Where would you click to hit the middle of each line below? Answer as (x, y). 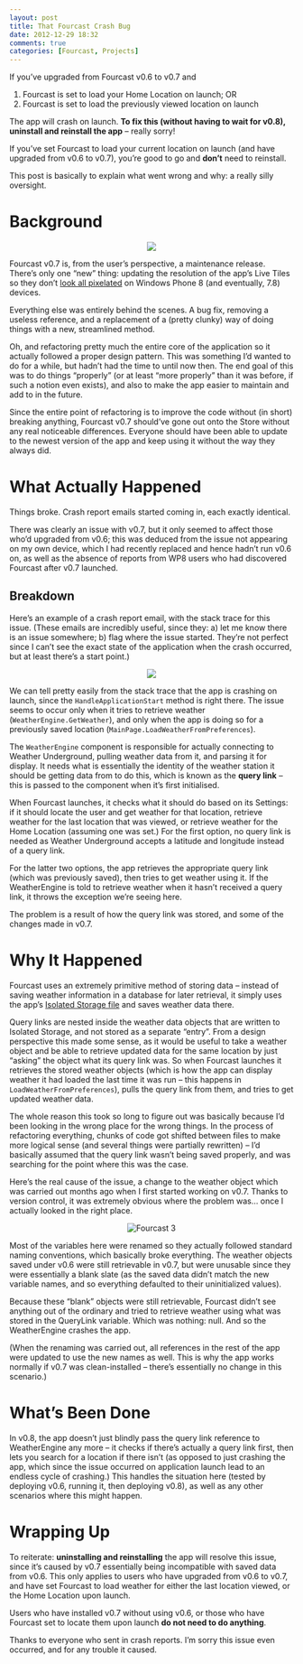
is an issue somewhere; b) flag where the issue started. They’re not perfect (149, 637)
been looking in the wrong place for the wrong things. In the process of (142, 1126)
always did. (31, 451)
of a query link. (37, 851)
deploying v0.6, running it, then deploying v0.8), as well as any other (137, 1485)
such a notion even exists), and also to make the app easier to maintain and (149, 386)
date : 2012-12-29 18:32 (54, 34)
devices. (25, 293)
